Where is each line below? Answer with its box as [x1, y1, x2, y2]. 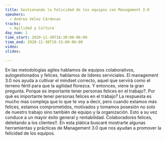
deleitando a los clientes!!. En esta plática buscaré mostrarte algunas [5, 120, 146, 126]
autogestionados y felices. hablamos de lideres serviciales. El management [5, 72, 159, 78]
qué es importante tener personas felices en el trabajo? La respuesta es [5, 93, 152, 99]
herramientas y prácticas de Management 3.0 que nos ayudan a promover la [5, 125, 162, 131]
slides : [5, 49, 21, 54]
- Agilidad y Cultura [9, 26, 55, 31]
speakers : [5, 12, 26, 17]
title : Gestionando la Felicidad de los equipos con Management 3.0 [5, 7, 150, 12]
